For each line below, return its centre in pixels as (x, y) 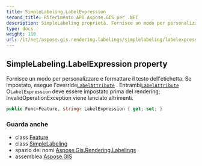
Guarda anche (27, 124)
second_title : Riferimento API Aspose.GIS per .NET (72, 17)
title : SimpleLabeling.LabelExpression (56, 12)
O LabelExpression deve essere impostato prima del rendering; (83, 91)
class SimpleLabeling (41, 143)
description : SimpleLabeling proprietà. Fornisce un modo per (86, 23)
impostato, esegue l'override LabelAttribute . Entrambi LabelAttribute (93, 85)
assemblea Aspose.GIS (44, 156)
